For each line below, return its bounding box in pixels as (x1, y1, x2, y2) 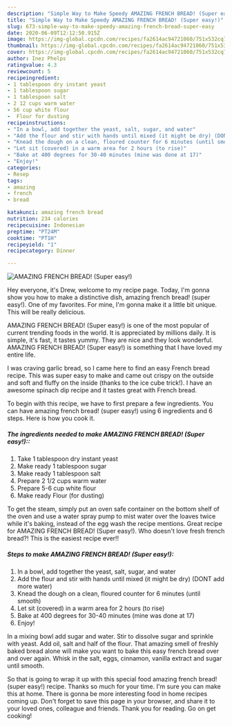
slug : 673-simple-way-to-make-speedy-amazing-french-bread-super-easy (7, 23, 215, 30)
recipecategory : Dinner (7, 247, 76, 254)
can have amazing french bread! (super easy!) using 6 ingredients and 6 (7, 407, 213, 415)
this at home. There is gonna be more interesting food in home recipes (7, 690, 208, 698)
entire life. (7, 350, 36, 359)
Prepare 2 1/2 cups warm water (17, 477, 107, 485)
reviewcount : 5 (7, 68, 51, 75)
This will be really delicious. (7, 308, 86, 317)
